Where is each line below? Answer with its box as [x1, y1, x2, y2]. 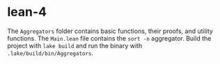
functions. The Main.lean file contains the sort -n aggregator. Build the [7, 34, 212, 42]
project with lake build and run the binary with [7, 41, 143, 50]
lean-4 [7, 4, 47, 20]
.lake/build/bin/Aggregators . [7, 49, 94, 57]
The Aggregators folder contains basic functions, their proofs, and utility [7, 27, 214, 35]
